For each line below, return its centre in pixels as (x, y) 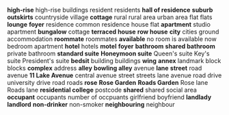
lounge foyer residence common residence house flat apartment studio (109, 24)
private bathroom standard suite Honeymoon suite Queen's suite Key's (108, 53)
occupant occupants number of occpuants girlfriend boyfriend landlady (109, 97)
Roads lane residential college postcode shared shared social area (102, 90)
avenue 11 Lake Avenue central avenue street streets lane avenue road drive (114, 75)
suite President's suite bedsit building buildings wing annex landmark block (114, 61)
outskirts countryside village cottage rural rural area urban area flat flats (110, 17)
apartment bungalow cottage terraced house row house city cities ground (113, 31)
